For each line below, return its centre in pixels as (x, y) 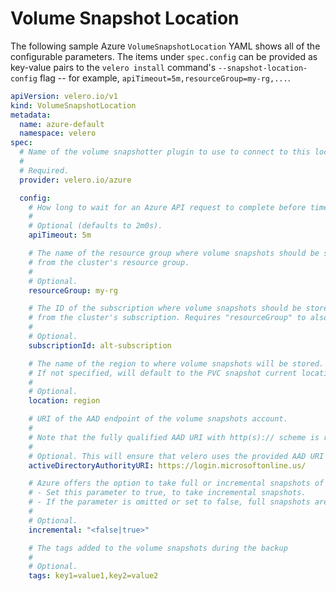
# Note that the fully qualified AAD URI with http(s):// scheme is (174, 437)
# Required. (44, 170)
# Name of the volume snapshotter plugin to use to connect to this (165, 152)
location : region (64, 401)
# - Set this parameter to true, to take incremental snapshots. (167, 493)
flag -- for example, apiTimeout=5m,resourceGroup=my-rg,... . (165, 78)
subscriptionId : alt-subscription (100, 345)
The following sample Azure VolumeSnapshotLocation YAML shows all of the (165, 46)
